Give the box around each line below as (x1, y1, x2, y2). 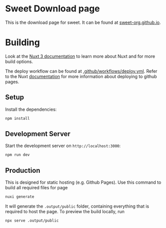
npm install (5, 116, 30, 121)
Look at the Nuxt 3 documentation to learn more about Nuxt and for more (5, 53, 156, 59)
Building (5, 37, 40, 48)
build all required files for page (5, 185, 68, 191)
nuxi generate (5, 194, 35, 199)
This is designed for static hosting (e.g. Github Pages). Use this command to (5, 179, 162, 185)
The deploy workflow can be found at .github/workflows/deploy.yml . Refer (5, 68, 158, 74)
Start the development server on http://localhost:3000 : (5, 143, 121, 149)
